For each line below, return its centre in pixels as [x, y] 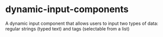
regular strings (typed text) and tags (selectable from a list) [67, 28]
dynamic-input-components [67, 9]
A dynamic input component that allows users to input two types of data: [82, 23]
